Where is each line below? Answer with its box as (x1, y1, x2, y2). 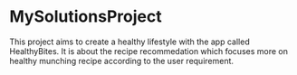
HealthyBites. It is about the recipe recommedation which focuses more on (9, 45, 288, 56)
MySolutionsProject (9, 6, 162, 27)
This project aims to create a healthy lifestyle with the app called (9, 36, 251, 47)
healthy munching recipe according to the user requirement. (9, 55, 234, 66)
